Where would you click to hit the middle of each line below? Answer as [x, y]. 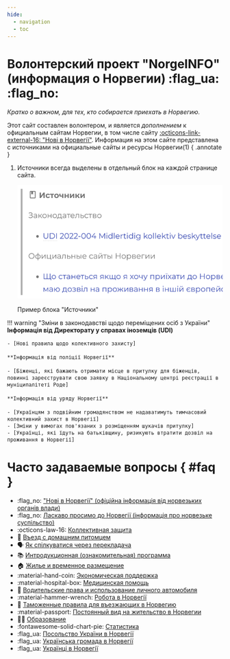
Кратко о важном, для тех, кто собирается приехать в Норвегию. [104, 112]
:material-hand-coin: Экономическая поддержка [88, 576]
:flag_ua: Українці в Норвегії [57, 649]
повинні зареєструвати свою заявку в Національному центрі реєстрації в [113, 378]
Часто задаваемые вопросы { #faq [111, 467]
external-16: [24, 140]
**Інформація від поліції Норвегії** [61, 357]
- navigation [32, 22]
